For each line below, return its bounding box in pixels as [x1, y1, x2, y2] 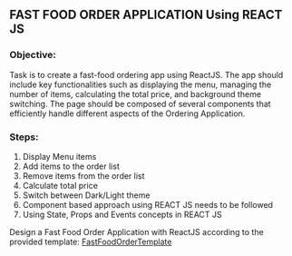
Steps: [9, 131, 39, 143]
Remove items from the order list [22, 170, 145, 181]
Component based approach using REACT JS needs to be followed [22, 199, 274, 210]
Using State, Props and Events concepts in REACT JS [22, 209, 222, 220]
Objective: [9, 49, 56, 62]
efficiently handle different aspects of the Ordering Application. [9, 108, 246, 119]
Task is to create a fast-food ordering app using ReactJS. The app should [9, 69, 284, 80]
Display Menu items [22, 151, 97, 162]
